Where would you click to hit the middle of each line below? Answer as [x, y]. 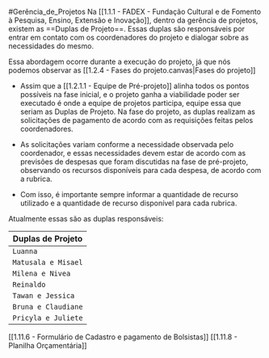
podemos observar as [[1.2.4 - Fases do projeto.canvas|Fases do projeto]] [132, 70]
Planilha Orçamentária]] [48, 345]
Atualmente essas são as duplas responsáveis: [86, 219]
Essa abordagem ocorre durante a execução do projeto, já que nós [120, 61]
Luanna [25, 251]
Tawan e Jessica [44, 295]
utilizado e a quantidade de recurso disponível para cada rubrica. [128, 203]
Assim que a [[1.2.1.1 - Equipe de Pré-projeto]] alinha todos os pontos [134, 86]
